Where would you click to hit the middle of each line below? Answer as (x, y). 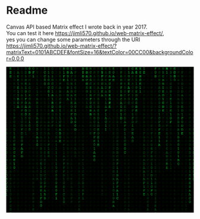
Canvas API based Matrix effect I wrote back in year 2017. (77, 27)
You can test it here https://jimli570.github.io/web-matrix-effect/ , (85, 33)
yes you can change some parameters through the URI (73, 39)
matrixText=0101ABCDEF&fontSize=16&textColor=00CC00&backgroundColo (100, 52)
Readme (27, 10)
